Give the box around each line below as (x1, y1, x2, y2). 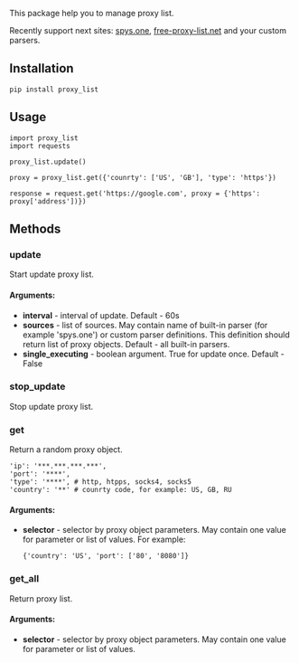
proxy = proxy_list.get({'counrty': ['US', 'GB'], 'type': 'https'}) (9, 173, 277, 182)
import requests (9, 141, 70, 150)
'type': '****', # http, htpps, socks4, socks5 (9, 478, 192, 487)
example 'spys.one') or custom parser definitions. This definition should (22, 329, 291, 340)
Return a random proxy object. (9, 444, 124, 455)
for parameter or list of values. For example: (22, 534, 186, 545)
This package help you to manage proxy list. (9, 8, 174, 18)
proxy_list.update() (9, 157, 88, 166)
